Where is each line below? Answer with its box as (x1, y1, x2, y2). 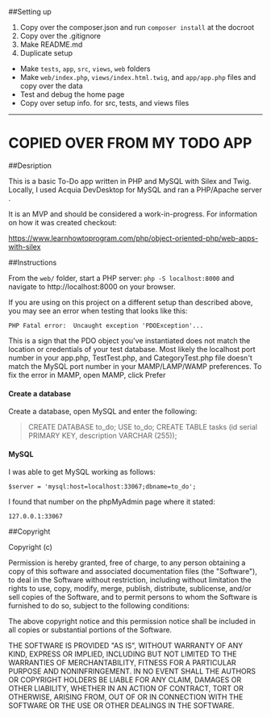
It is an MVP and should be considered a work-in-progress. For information (8, 209, 258, 219)
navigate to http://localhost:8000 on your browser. (8, 282, 176, 291)
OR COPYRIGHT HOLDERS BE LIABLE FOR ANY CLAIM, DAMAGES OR (8, 675, 242, 685)
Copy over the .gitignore (19, 31, 101, 40)
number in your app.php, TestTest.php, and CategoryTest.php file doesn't (8, 353, 252, 363)
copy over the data (19, 81, 83, 90)
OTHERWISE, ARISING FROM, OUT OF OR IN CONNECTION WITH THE (8, 692, 244, 702)
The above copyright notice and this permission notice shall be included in (8, 617, 256, 627)
